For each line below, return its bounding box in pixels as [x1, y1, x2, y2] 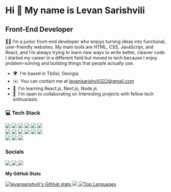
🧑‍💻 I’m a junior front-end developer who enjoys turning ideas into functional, [5, 38, 166, 44]
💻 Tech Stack [5, 109, 41, 116]
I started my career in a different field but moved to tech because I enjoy [5, 55, 157, 61]
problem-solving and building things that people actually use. [5, 60, 134, 66]
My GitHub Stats [5, 171, 41, 177]
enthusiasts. [12, 97, 39, 102]
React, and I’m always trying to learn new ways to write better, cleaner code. [5, 50, 166, 55]
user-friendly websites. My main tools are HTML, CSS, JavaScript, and [5, 44, 154, 50]
